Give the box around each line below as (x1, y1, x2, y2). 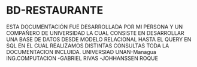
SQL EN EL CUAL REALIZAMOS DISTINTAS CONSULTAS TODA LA (6, 42, 169, 49)
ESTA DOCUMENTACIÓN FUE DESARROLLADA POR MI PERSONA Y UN (6, 23, 183, 30)
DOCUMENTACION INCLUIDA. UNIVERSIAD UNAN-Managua (6, 48, 157, 55)
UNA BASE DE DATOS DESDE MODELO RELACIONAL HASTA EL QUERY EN (6, 36, 192, 43)
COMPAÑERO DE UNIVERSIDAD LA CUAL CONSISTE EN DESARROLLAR (6, 29, 184, 36)
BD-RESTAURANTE (6, 4, 104, 17)
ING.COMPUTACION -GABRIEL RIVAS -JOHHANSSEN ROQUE (6, 55, 159, 62)
